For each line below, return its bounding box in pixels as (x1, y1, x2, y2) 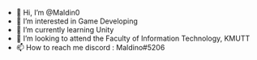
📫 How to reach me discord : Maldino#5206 (15, 43, 165, 52)
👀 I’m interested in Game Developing (15, 16, 138, 26)
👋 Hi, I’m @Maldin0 (15, 8, 80, 17)
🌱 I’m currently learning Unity (15, 25, 114, 34)
